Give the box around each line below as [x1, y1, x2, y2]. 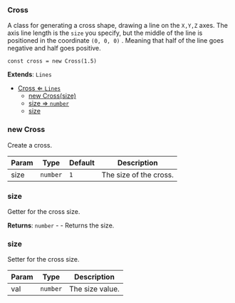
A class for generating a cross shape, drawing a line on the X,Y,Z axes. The [7, 21, 228, 30]
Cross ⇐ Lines [17, 84, 61, 93]
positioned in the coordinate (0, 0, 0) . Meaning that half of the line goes [7, 36, 224, 45]
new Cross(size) [28, 91, 77, 101]
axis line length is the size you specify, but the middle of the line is [7, 29, 203, 37]
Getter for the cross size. [7, 207, 80, 215]
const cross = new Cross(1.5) [7, 58, 98, 65]
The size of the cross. [101, 170, 174, 180]
